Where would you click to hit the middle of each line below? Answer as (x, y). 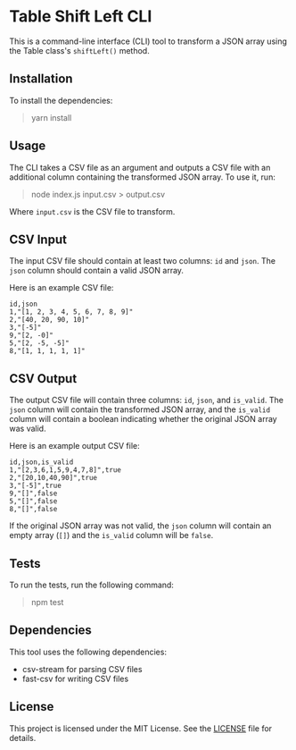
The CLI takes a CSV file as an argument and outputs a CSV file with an (140, 167)
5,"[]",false (33, 501)
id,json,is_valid (41, 462)
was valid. (28, 429)
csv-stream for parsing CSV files (82, 669)
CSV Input (38, 239)
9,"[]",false (33, 493)
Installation (41, 79)
